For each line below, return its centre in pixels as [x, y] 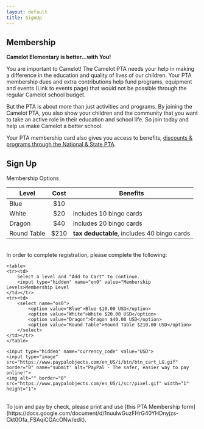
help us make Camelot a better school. [55, 126]
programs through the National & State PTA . [61, 145]
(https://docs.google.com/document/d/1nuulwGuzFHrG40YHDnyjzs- [92, 413]
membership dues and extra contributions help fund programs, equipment [99, 82]
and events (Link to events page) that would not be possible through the [97, 88]
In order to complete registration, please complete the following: [87, 255]
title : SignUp [24, 18]
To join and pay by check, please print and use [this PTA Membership [93, 407]
